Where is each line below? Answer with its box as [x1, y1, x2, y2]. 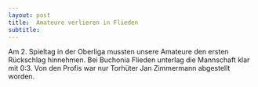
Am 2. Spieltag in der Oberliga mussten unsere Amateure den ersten [8, 47, 229, 57]
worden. [8, 71, 35, 82]
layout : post [8, 11, 51, 19]
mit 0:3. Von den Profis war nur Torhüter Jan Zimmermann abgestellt [8, 64, 231, 73]
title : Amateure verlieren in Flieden [8, 19, 139, 26]
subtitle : [8, 26, 41, 33]
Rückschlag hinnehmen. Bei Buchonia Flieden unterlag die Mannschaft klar [8, 55, 250, 64]
